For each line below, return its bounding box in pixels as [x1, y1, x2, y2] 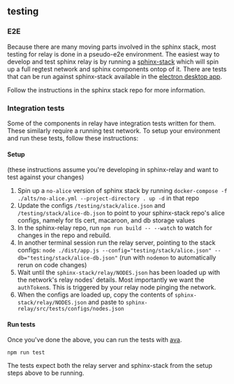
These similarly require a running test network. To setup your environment [7, 126, 221, 135]
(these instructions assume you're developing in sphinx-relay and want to [7, 166, 219, 174]
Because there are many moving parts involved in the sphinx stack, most [7, 42, 217, 51]
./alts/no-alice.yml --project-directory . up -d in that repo [17, 194, 200, 202]
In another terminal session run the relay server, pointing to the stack [17, 239, 216, 247]
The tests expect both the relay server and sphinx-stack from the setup [7, 362, 213, 370]
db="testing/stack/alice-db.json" [17, 255, 118, 262]
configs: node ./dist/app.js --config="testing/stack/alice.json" [17, 246, 212, 255]
